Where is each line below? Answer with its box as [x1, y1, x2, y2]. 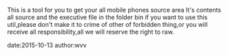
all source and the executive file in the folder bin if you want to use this [7, 13, 208, 21]
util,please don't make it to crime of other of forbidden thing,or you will [7, 21, 208, 28]
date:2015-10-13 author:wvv [7, 41, 87, 49]
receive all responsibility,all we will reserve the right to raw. [7, 27, 174, 36]
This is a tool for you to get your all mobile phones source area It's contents [7, 6, 222, 14]
